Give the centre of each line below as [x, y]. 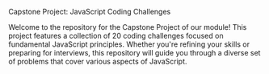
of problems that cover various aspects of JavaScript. [98, 61]
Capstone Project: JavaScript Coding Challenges [90, 12]
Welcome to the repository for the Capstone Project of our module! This [128, 27]
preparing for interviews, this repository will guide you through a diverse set [134, 53]
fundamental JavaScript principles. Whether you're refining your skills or [129, 44]
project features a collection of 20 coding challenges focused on [116, 36]
